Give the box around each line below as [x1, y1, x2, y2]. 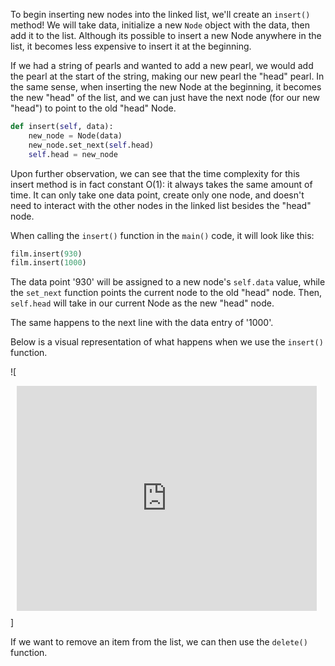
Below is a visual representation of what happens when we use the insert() [10, 336, 324, 348]
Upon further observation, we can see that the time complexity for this [10, 167, 300, 179]
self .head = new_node [28, 149, 118, 159]
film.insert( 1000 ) [10, 258, 87, 268]
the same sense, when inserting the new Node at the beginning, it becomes [10, 81, 322, 93]
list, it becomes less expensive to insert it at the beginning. [10, 40, 252, 52]
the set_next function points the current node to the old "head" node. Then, [10, 287, 323, 299]
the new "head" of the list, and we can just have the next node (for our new [10, 92, 320, 103]
